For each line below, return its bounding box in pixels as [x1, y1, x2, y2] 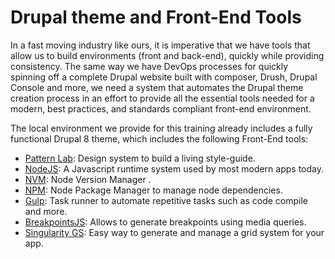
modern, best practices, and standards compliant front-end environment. [10, 102, 312, 115]
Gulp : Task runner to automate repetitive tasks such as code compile [24, 194, 309, 206]
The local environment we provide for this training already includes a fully [10, 122, 313, 134]
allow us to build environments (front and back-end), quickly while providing [10, 49, 325, 61]
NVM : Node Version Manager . [24, 173, 152, 185]
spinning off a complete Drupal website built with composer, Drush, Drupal [10, 71, 318, 83]
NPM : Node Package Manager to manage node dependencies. [24, 184, 283, 196]
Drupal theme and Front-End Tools [10, 6, 302, 29]
